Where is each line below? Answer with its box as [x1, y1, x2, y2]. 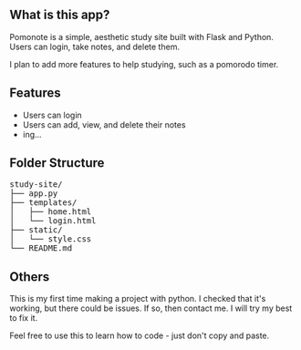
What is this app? [9, 7, 110, 23]
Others [9, 269, 50, 284]
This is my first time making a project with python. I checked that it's [9, 293, 266, 304]
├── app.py [9, 189, 58, 199]
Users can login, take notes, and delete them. [9, 41, 181, 52]
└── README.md [9, 243, 73, 253]
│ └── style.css [9, 234, 92, 244]
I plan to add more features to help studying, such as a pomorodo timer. [9, 58, 279, 69]
